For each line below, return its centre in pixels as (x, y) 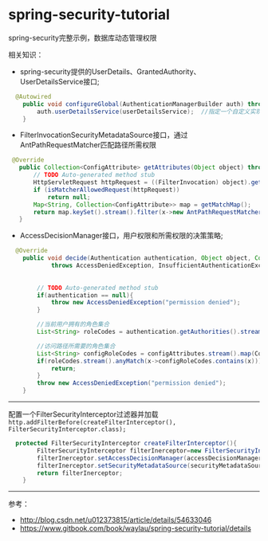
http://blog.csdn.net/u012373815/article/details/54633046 (116, 520)
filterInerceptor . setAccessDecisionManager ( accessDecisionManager (150, 458)
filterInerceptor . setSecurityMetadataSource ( (114, 465)
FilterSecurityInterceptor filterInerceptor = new (119, 451)
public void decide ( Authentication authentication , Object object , (137, 258)
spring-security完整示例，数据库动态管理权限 (83, 37)
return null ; (69, 197)
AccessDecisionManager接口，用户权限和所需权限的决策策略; (121, 236)
